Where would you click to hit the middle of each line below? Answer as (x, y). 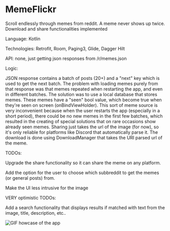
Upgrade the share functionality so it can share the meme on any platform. (83, 163)
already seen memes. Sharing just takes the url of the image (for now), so (82, 127)
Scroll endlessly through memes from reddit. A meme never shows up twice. (85, 23)
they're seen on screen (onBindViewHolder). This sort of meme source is (82, 105)
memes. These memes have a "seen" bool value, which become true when (84, 100)
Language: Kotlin (23, 39)
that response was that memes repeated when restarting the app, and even (84, 89)
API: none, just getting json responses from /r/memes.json (66, 58)
